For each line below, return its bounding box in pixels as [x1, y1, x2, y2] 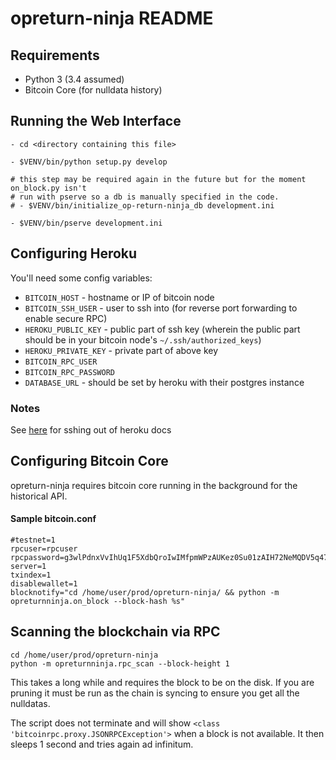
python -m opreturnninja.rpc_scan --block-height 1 [10, 658, 230, 669]
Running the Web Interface [10, 113, 182, 130]
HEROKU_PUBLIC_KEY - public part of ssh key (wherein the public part [24, 323, 301, 335]
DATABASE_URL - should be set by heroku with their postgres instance [24, 376, 305, 388]
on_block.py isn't [10, 183, 87, 193]
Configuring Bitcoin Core [10, 453, 169, 470]
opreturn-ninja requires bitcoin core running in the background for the [10, 479, 298, 491]
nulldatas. [10, 697, 51, 709]
